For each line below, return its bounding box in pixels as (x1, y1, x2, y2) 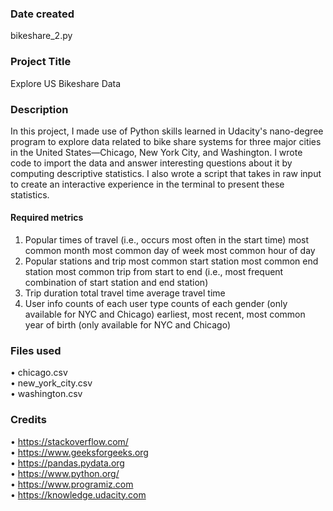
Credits (10, 413, 47, 427)
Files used (10, 344, 62, 358)
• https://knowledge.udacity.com (10, 488, 147, 501)
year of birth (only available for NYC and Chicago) (24, 319, 232, 331)
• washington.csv (10, 388, 83, 400)
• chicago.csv (10, 367, 68, 379)
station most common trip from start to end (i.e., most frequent (24, 266, 284, 278)
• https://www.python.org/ (10, 467, 120, 479)
